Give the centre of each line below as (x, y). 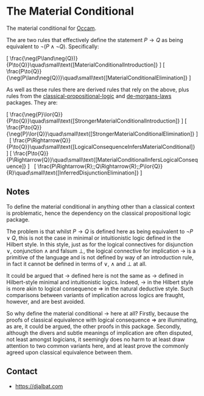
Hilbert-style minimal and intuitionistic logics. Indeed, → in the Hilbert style (100, 282)
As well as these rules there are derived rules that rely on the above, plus (98, 89)
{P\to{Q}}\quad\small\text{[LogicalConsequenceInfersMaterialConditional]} (101, 146)
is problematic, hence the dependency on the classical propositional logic (99, 213)
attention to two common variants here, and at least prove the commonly (97, 345)
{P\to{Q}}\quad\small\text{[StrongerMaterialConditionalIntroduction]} (93, 121)
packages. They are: (32, 103)
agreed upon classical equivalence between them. (69, 352)
